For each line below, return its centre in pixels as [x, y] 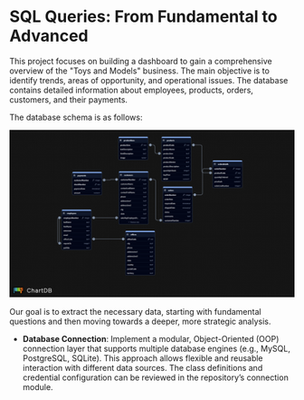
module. [38, 387]
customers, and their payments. [69, 99]
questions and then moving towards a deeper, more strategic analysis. [140, 322]
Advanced [49, 36]
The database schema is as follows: [76, 117]
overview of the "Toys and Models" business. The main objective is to [139, 71]
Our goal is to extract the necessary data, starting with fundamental [135, 312]
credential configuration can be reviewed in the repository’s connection [156, 377]
